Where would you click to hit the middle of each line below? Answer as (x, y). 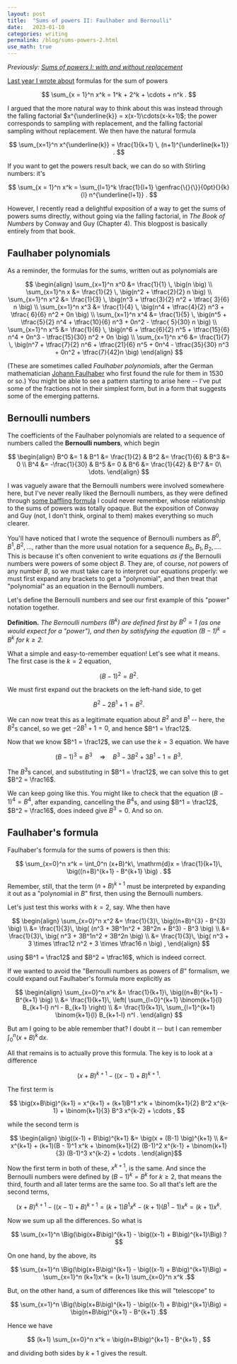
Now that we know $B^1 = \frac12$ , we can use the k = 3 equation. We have (118, 742)
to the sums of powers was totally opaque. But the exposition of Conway (113, 508)
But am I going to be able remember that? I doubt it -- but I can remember (115, 1028)
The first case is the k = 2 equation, (59, 661)
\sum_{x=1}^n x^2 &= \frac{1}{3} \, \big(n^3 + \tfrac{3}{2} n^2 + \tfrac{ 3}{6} (119, 299)
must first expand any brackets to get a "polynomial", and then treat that (112, 578)
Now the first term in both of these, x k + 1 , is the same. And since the (107, 1168)
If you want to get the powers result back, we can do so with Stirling (106, 166)
